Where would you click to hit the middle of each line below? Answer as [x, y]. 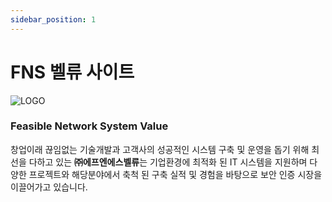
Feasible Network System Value [89, 126]
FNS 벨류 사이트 [72, 72]
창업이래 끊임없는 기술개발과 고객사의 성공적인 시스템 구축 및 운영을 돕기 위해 [160, 149]
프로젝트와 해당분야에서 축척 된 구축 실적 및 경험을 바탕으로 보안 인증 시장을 [175, 174]
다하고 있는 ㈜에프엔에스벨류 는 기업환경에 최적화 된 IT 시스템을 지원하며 [168, 162]
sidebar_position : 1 [53, 19]
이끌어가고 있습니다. [49, 187]
